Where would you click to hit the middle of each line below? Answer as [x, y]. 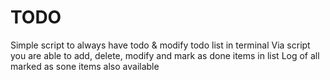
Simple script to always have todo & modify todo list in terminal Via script [160, 45]
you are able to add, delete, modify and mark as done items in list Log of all [165, 55]
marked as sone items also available [85, 66]
